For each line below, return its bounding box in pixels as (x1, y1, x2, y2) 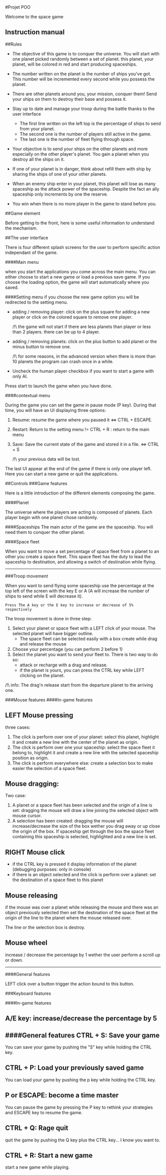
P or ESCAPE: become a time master (5, 1091, 119, 1099)
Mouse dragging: (5, 780, 59, 788)
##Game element (5, 210, 41, 216)
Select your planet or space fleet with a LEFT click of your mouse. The (12, 625, 156, 631)
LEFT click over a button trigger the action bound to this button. (5, 980, 134, 987)
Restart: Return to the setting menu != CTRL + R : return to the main (12, 426, 150, 432)
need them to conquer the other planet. (5, 529, 85, 535)
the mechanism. (5, 225, 38, 231)
